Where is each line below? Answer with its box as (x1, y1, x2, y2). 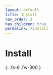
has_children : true (5, 21, 46, 27)
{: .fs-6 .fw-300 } (5, 64, 41, 70)
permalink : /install (5, 26, 49, 31)
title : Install (5, 12, 37, 17)
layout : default (5, 7, 39, 13)
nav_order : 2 (5, 17, 33, 22)
